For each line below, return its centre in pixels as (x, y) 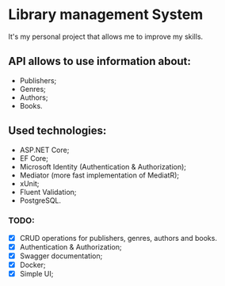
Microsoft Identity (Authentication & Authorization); (103, 166)
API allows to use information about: (100, 61)
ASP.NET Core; (44, 150)
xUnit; (29, 183)
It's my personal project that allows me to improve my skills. (106, 36)
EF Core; (34, 158)
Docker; (32, 265)
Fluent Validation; (48, 192)
